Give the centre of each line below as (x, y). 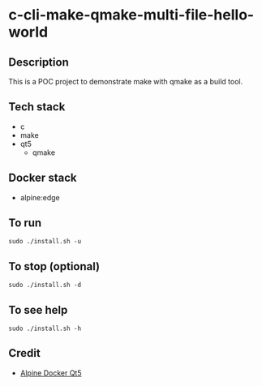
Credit (24, 353)
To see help (38, 310)
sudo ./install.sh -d (45, 285)
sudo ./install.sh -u (45, 242)
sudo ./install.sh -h (45, 329)
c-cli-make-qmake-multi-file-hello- (131, 15)
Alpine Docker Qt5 (51, 373)
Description (39, 62)
